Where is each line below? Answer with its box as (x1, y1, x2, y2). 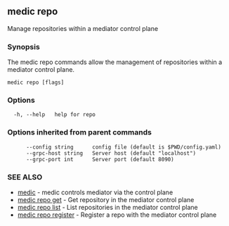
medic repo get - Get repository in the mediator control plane (17, 196, 195, 203)
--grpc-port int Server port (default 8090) (25, 156, 174, 163)
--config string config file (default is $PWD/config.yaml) (25, 144, 221, 151)
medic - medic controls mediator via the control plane (17, 188, 174, 196)
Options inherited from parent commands (7, 127, 152, 137)
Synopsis (7, 42, 40, 51)
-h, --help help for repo (13, 111, 96, 118)
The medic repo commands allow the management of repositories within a (7, 58, 223, 66)
